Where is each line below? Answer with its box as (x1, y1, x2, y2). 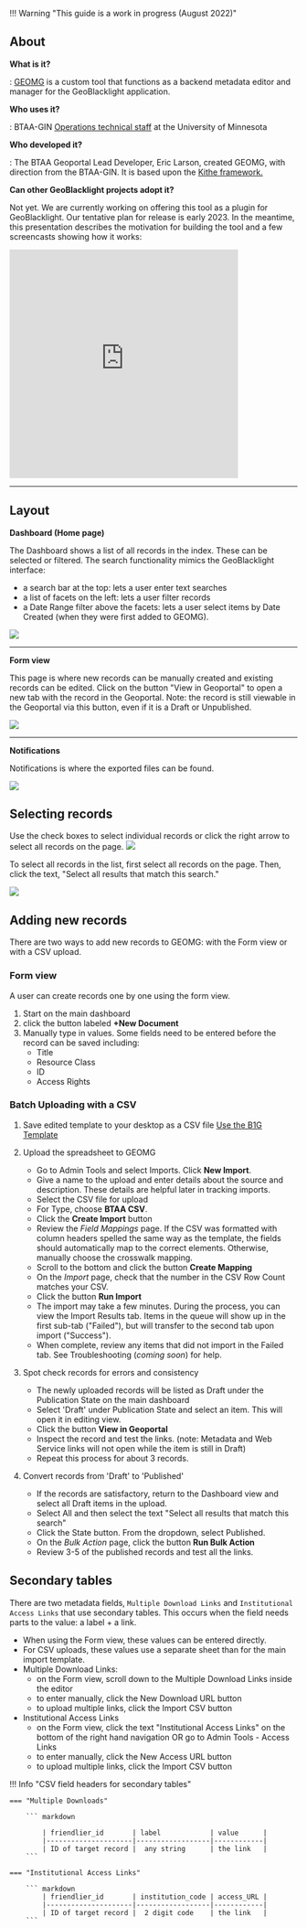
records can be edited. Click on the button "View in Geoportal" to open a (9, 681, 283, 693)
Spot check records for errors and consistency (22, 1366, 199, 1377)
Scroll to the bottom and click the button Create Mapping (36, 1261, 253, 1272)
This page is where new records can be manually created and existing (9, 672, 274, 683)
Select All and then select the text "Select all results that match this (36, 1507, 290, 1518)
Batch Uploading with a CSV (9, 1098, 137, 1111)
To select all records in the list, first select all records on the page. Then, (9, 859, 281, 870)
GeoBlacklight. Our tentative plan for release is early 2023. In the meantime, (9, 211, 295, 222)
